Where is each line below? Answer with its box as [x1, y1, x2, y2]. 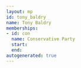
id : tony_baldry [6, 14, 46, 20]
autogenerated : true [6, 53, 57, 59]
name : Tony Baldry [6, 20, 51, 25]
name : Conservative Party [11, 36, 76, 42]
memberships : [6, 25, 38, 31]
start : [11, 42, 28, 48]
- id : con [6, 31, 31, 37]
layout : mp [6, 8, 33, 15]
